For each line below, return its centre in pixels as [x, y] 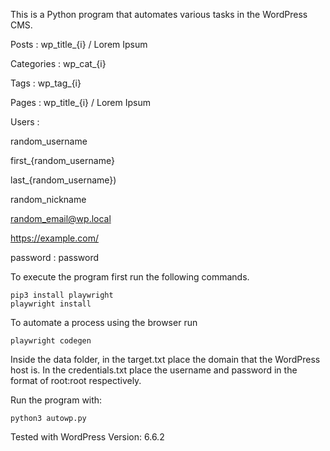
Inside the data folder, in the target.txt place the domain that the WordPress [165, 359]
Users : [25, 122]
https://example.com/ [54, 238]
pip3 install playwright [62, 295]
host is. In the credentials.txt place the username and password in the [154, 370]
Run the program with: [56, 400]
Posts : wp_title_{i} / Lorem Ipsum [79, 44]
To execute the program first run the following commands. [130, 277]
